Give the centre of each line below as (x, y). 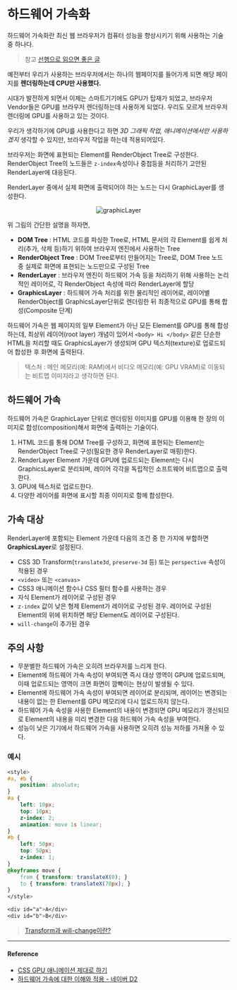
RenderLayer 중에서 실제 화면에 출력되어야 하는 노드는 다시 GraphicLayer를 (112, 187)
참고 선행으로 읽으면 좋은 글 (62, 59)
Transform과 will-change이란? (68, 930)
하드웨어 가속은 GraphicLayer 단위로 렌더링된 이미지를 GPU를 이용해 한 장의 (112, 418)
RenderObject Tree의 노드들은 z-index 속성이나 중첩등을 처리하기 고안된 (107, 163)
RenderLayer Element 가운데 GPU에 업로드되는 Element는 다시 (105, 460)
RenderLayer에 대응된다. (42, 172)
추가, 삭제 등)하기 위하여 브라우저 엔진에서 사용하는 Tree (103, 249)
